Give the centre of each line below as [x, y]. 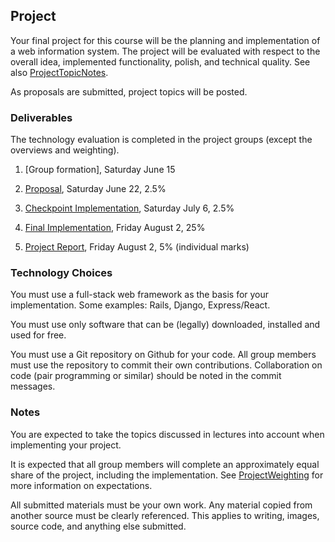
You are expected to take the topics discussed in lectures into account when [167, 434]
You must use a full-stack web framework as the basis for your [140, 295]
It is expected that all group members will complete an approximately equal [165, 464]
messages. [33, 386]
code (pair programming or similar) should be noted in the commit [146, 376]
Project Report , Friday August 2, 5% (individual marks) [137, 247]
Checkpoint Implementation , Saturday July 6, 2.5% [129, 208]
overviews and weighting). [65, 150]
